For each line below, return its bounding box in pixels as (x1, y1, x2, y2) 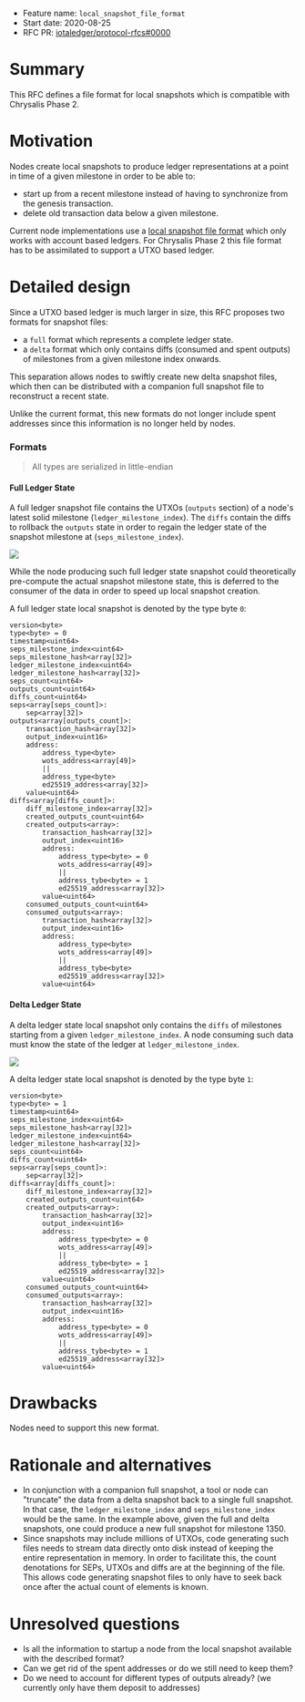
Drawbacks (9, 1392, 97, 1413)
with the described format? (22, 1654, 125, 1665)
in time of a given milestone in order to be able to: (9, 170, 196, 181)
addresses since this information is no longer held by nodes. (9, 418, 236, 428)
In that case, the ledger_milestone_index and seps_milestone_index (22, 1504, 276, 1515)
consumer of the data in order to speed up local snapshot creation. (9, 585, 261, 596)
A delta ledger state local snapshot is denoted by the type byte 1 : (9, 1073, 254, 1084)
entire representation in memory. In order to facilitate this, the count (22, 1552, 277, 1563)
